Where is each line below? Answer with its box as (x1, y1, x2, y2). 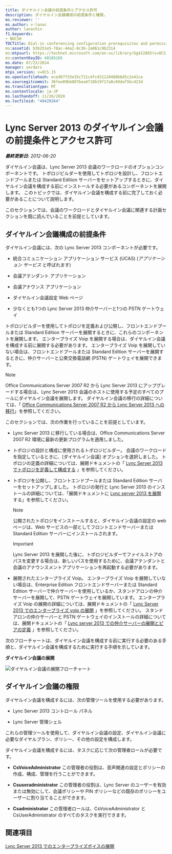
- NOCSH (5, 37, 22, 42)
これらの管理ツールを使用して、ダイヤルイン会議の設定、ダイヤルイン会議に (5, 730, 166, 736)
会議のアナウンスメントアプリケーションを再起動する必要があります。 (12, 564, 160, 570)
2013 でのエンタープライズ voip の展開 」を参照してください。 (12, 607, 144, 613)
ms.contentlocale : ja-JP (5, 88, 58, 94)
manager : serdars (5, 65, 42, 70)
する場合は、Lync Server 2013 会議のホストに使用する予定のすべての (14, 389, 160, 395)
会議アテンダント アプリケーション (12, 273, 86, 279)
